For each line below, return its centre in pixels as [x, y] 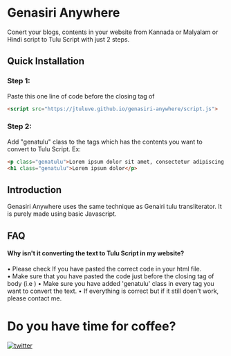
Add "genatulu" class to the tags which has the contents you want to [105, 142]
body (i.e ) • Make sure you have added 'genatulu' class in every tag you [111, 283]
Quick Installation [46, 61]
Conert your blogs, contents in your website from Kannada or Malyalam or [113, 32]
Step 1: [19, 81]
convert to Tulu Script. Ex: [44, 149]
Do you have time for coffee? [92, 327]
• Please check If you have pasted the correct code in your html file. [104, 269]
